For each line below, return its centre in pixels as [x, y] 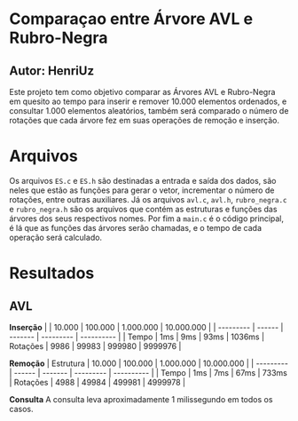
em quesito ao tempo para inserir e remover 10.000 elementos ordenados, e [148, 101]
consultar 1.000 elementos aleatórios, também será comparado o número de [149, 111]
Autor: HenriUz [52, 71]
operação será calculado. [56, 237]
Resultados [52, 273]
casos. [21, 409]
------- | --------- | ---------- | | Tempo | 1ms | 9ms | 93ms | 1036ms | [137, 337]
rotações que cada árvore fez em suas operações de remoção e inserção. [145, 120]
